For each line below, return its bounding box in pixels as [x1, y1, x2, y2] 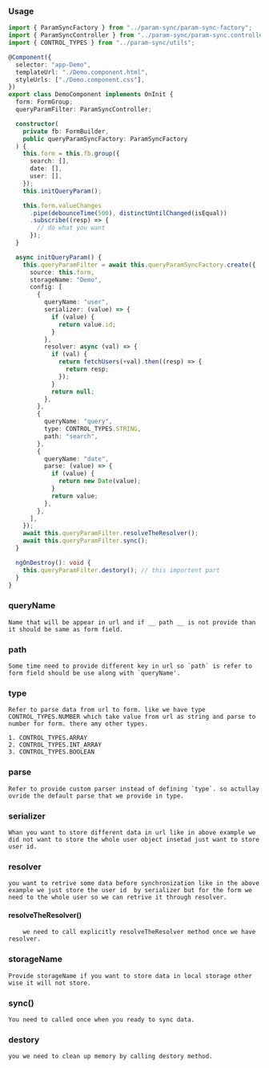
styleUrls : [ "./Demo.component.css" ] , [15, 75, 146, 83]
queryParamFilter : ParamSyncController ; [15, 106, 152, 114]
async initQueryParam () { [15, 253, 102, 262]
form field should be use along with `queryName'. [8, 669, 181, 677]
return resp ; [65, 365, 110, 374]
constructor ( [15, 120, 59, 128]
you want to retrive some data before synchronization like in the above [8, 879, 260, 887]
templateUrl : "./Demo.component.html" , [15, 68, 149, 76]
